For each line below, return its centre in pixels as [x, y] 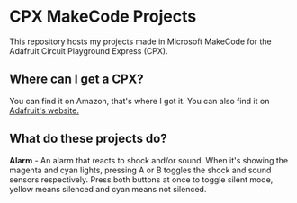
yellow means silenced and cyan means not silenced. [108, 189]
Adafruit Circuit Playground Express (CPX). [89, 50]
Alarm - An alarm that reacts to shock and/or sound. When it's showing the [149, 160]
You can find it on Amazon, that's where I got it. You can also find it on [139, 101]
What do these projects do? [89, 139]
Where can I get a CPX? [76, 79]
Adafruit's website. [44, 110]
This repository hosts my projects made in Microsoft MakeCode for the [140, 41]
